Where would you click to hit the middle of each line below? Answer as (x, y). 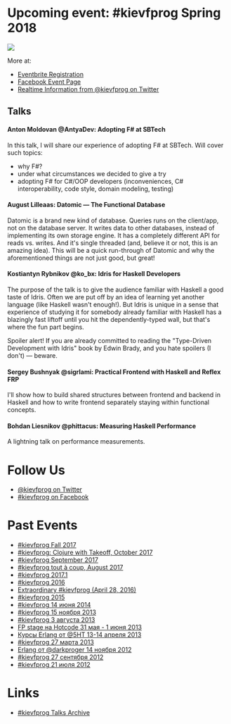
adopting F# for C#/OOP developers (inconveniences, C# (100, 181)
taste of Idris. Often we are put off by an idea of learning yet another (106, 297)
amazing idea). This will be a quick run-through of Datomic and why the (111, 250)
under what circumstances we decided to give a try (92, 173)
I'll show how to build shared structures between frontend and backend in (114, 395)
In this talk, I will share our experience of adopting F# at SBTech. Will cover (115, 145)
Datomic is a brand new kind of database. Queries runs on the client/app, (113, 220)
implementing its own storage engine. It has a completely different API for (113, 235)
